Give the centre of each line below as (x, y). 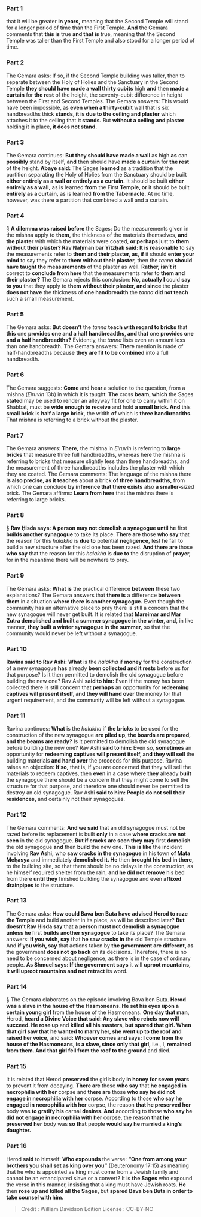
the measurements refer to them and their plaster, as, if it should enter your (100, 254)
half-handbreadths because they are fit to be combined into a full (87, 353)
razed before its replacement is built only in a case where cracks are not (96, 834)
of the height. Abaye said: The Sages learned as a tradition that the (90, 168)
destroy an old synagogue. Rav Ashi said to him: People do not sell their (96, 793)
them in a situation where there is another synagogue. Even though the (95, 601)
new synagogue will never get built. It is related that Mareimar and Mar (94, 614)
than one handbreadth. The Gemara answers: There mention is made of (95, 346)
